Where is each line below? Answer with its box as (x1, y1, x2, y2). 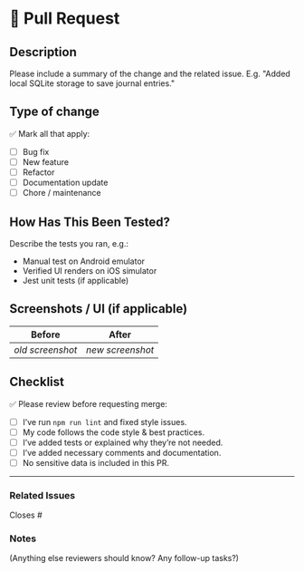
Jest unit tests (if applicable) (22, 275, 129, 286)
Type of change (9, 104, 100, 120)
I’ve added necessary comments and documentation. (22, 447, 222, 458)
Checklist (9, 374, 65, 390)
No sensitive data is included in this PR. (22, 457, 170, 468)
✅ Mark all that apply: (9, 128, 90, 139)
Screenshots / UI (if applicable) (9, 301, 188, 316)
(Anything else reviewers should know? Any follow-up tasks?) (9, 553, 240, 564)
